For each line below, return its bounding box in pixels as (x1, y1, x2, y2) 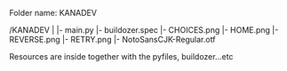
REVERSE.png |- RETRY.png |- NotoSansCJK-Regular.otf (9, 35, 216, 44)
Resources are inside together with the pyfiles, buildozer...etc (9, 51, 234, 61)
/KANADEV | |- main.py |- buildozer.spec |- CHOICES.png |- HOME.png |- (9, 25, 279, 35)
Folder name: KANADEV (9, 8, 98, 18)
